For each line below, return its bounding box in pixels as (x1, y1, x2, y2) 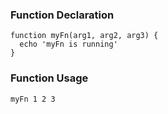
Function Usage (10, 71, 89, 85)
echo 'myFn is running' (19, 39, 118, 50)
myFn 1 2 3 (10, 94, 56, 104)
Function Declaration (10, 8, 115, 22)
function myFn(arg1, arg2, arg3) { (10, 31, 159, 41)
